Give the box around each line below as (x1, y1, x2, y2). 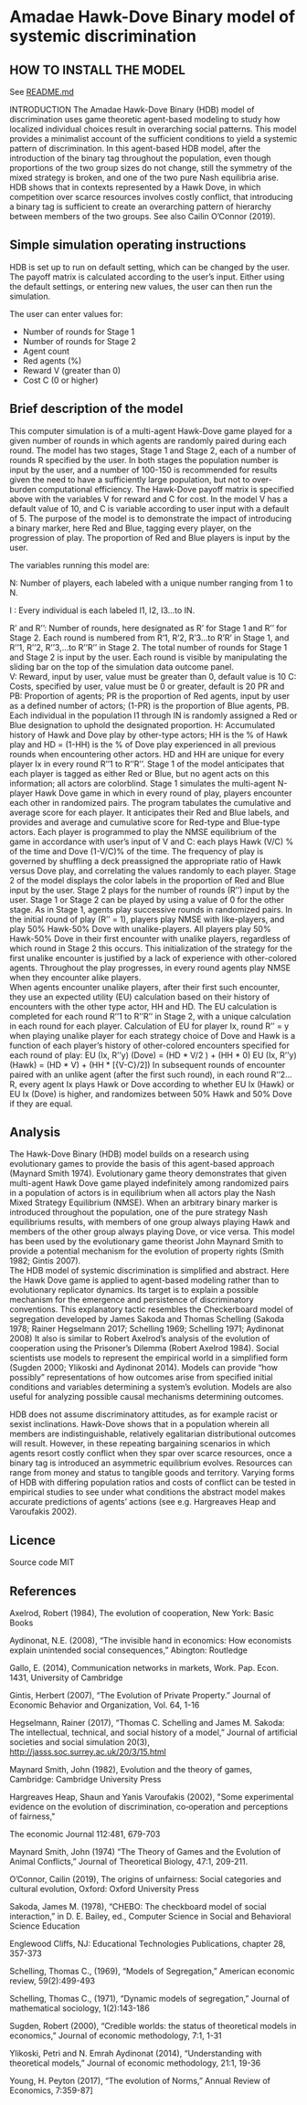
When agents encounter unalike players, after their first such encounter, (9, 981, 281, 992)
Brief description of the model (9, 401, 184, 417)
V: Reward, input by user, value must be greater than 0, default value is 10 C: (9, 671, 297, 682)
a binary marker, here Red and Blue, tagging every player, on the (9, 523, 252, 534)
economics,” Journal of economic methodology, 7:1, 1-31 (9, 2030, 222, 2041)
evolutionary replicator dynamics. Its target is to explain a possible (9, 1285, 259, 1296)
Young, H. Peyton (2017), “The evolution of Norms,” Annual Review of (9, 2076, 271, 2087)
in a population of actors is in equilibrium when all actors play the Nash (9, 1188, 276, 1199)
